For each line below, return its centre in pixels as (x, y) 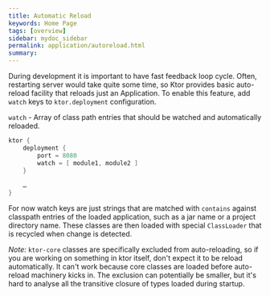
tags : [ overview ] (37, 31)
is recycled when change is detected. (70, 234)
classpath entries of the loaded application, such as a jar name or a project (132, 217)
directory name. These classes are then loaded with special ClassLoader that (135, 225)
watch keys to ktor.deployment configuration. (82, 102)
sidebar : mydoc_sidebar (48, 38)
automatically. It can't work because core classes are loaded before (121, 267)
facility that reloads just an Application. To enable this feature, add (141, 93)
